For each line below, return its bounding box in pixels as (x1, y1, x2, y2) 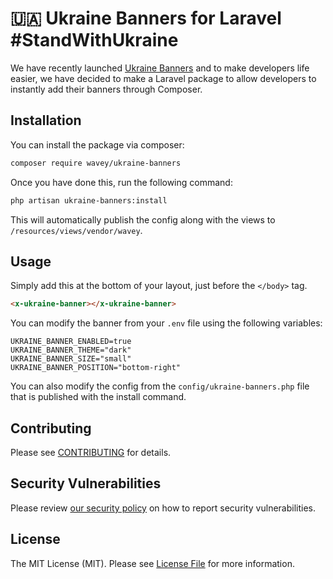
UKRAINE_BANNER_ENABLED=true (10, 337, 132, 347)
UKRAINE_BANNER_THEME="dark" (10, 345, 132, 356)
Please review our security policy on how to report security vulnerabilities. (10, 502, 316, 514)
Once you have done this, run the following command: (10, 176, 233, 188)
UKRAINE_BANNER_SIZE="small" (10, 354, 132, 364)
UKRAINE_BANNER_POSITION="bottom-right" (10, 363, 182, 373)
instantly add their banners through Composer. (10, 83, 203, 95)
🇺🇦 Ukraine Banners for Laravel (10, 7, 282, 30)
